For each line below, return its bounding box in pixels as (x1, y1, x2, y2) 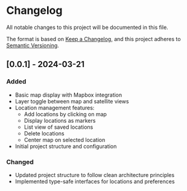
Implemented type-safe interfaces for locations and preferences (14, 178, 175, 185)
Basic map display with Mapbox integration (14, 91, 122, 99)
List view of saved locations (24, 123, 93, 131)
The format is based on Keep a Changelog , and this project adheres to (6, 35, 181, 42)
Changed (6, 158, 34, 166)
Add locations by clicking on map (24, 110, 107, 118)
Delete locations (24, 129, 65, 137)
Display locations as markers (24, 117, 96, 124)
